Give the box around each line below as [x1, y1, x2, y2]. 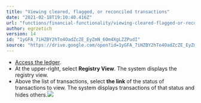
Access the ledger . [14, 58, 62, 66]
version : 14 [6, 31, 36, 37]
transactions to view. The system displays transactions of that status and [14, 84, 195, 91]
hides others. [14, 91, 48, 98]
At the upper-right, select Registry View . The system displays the [14, 65, 178, 72]
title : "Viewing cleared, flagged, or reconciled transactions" [6, 8, 170, 15]
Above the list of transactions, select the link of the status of [14, 77, 165, 84]
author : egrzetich [6, 25, 52, 32]
